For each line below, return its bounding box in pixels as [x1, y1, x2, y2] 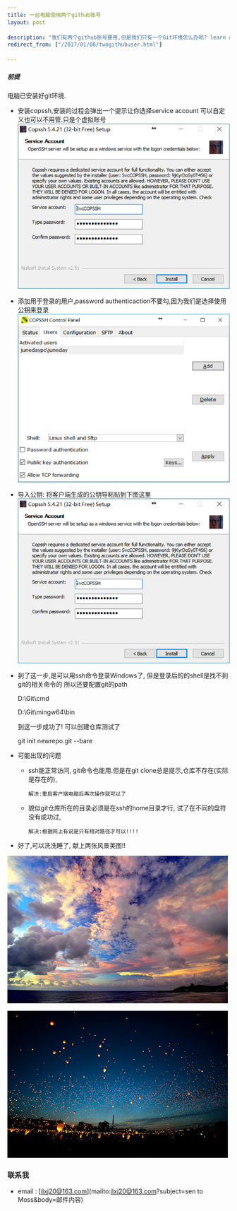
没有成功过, [28, 813, 61, 821]
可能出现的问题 [17, 751, 61, 760]
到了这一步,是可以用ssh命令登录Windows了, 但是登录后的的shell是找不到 [17, 671, 229, 680]
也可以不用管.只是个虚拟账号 [23, 115, 107, 124]
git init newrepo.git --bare [17, 737, 93, 745]
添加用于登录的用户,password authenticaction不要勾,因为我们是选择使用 [17, 297, 227, 305]
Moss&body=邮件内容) [17, 1195, 83, 1204]
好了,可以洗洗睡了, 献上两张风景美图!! [17, 841, 126, 850]
